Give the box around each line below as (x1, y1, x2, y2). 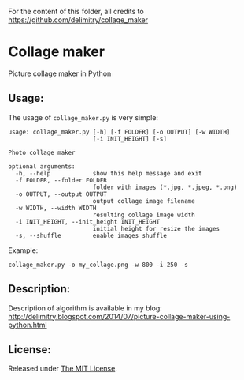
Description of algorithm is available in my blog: (8, 303, 163, 313)
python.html (8, 320, 47, 329)
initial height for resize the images (92, 224, 220, 232)
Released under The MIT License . (8, 363, 118, 374)
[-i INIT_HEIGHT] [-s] (92, 134, 168, 143)
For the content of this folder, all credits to (8, 7, 144, 16)
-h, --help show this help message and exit (15, 169, 202, 177)
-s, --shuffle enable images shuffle (15, 231, 168, 239)
